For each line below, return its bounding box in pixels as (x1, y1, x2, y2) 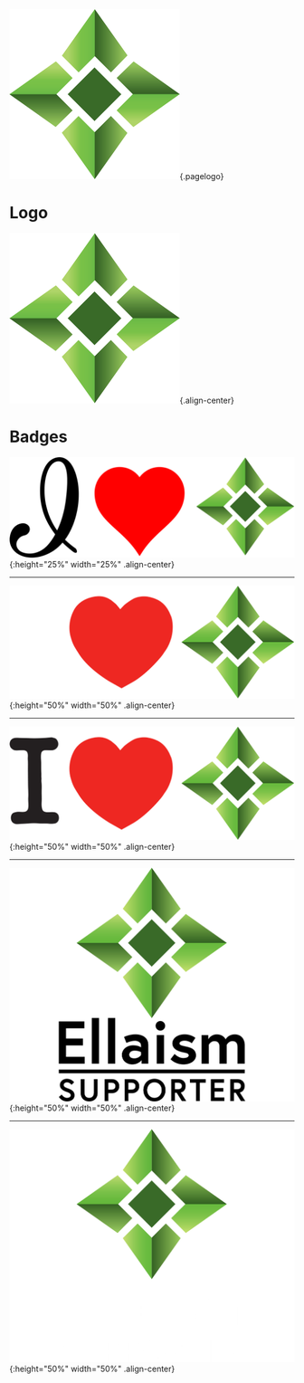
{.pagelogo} (179, 171, 224, 181)
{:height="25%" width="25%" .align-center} (9, 559, 175, 570)
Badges (9, 426, 68, 447)
